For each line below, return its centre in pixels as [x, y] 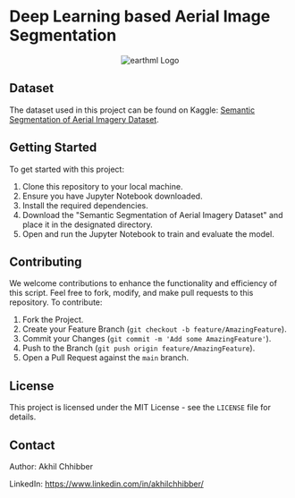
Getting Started [53, 148]
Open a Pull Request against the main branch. [105, 358]
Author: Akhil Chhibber [51, 466]
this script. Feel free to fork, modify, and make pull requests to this [131, 293]
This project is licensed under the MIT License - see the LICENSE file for [140, 408]
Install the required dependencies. [85, 205]
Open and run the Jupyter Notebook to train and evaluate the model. [148, 233]
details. [23, 417]
